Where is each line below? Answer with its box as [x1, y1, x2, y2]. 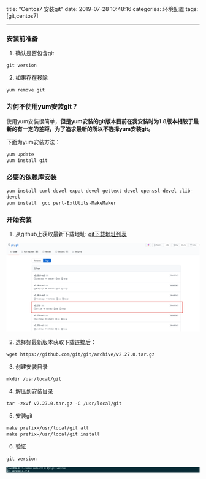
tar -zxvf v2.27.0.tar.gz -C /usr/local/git [6, 400, 122, 407]
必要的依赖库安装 [6, 172, 57, 181]
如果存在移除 [15, 74, 48, 82]
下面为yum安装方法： [6, 138, 61, 145]
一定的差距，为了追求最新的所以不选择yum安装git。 [22, 125, 154, 132]
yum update [6, 151, 34, 158]
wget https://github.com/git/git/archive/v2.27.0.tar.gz [6, 351, 155, 358]
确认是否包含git [15, 50, 55, 57]
